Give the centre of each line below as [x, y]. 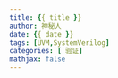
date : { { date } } [42, 34]
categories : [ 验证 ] [46, 51]
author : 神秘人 [35, 26]
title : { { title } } [46, 17]
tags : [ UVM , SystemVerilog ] [59, 43]
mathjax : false [38, 59]
